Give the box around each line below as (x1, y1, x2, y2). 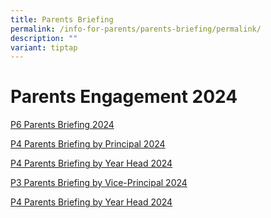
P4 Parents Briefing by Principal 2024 (10, 138, 166, 150)
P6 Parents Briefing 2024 (10, 119, 115, 131)
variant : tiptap (10, 42, 78, 53)
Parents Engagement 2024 (10, 86, 238, 108)
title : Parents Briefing (10, 14, 114, 25)
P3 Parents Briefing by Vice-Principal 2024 (10, 177, 188, 189)
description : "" (10, 33, 78, 43)
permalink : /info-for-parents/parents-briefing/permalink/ (10, 24, 262, 34)
